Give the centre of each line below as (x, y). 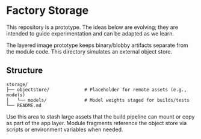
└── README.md (24, 105)
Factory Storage (48, 11)
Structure (25, 71)
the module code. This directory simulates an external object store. (89, 51)
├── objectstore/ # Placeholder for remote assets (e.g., (97, 90)
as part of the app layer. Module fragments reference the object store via (97, 123)
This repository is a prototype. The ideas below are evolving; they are (92, 27)
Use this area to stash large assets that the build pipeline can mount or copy (100, 116)
